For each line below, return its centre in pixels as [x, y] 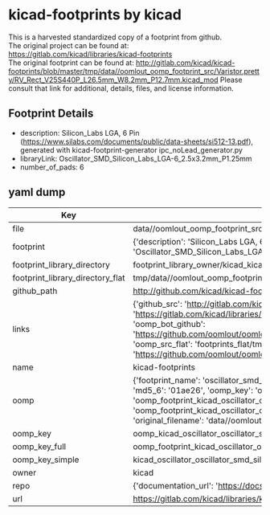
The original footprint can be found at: [71, 63]
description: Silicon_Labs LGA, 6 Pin [80, 133]
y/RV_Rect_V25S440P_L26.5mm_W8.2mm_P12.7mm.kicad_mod [113, 80]
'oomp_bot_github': [169, 324]
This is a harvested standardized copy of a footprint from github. [115, 37]
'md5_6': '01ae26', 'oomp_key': [192, 390]
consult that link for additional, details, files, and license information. [121, 88]
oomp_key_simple [46, 460]
